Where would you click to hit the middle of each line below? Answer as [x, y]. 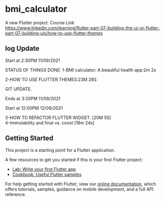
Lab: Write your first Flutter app [44, 169]
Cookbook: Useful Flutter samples [47, 174]
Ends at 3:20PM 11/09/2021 [33, 98]
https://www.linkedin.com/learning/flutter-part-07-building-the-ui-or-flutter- [82, 28]
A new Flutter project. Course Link [40, 23]
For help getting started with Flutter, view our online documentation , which [81, 184]
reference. [16, 194]
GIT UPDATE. [18, 89]
